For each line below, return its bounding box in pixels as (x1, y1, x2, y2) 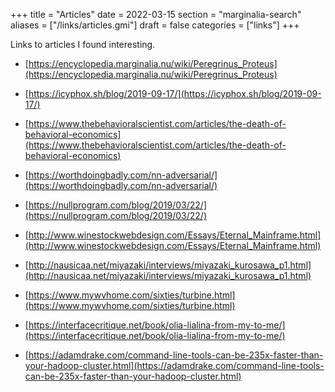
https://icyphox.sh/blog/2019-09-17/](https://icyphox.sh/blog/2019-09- (28, 88, 322, 99)
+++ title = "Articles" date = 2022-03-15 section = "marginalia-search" (10, 9, 302, 20)
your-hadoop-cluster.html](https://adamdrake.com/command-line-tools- (24, 360, 325, 371)
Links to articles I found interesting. (10, 39, 156, 50)
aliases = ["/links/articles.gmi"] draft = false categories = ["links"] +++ (10, 19, 300, 31)
